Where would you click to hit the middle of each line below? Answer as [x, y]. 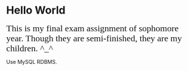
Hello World [36, 10]
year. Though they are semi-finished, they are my [94, 38]
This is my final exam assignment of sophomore [93, 28]
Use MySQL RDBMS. [32, 62]
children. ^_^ [30, 48]
